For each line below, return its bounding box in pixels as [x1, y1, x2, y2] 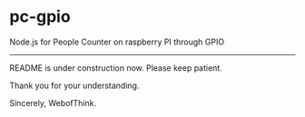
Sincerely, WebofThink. [9, 97, 97, 108]
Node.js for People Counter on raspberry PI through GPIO [9, 36, 225, 47]
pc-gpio [9, 6, 71, 27]
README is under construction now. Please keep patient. [9, 62, 222, 73]
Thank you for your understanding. [9, 80, 140, 91]
